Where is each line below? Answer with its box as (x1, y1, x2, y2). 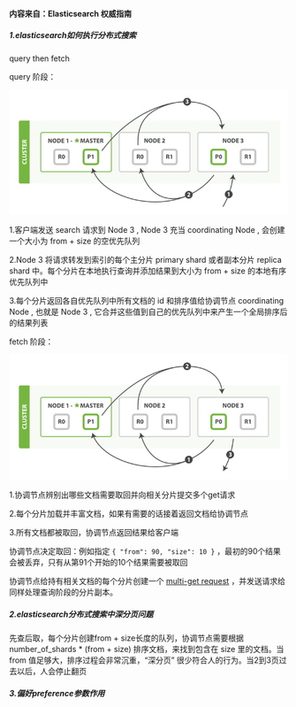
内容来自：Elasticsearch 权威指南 (9, 8, 133, 19)
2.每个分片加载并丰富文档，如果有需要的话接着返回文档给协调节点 (9, 509, 249, 519)
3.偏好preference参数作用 (9, 688, 105, 699)
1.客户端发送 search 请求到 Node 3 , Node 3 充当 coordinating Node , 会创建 (9, 225, 285, 235)
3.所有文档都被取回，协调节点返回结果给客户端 (9, 527, 179, 538)
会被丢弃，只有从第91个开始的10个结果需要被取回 (9, 557, 188, 568)
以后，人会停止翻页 (16, 666, 87, 677)
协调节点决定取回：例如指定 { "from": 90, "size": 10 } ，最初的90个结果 (9, 546, 281, 557)
